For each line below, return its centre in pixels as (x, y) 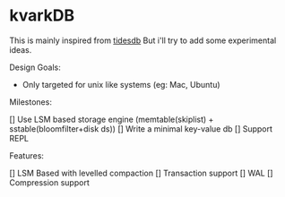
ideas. (21, 49)
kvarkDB (42, 16)
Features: (27, 155)
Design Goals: (35, 67)
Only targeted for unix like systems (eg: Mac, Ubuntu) (121, 84)
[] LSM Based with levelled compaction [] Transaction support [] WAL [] (141, 173)
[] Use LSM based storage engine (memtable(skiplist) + (112, 119)
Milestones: (30, 102)
